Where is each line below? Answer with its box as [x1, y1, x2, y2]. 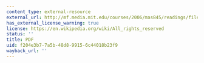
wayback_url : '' [6, 48, 47, 54]
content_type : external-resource [6, 8, 91, 15]
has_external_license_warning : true [6, 20, 99, 26]
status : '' [6, 31, 34, 37]
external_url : [6, 14, 42, 20]
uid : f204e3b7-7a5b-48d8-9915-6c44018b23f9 [6, 43, 118, 49]
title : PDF [6, 37, 34, 43]
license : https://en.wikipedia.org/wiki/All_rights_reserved [6, 25, 165, 32]
